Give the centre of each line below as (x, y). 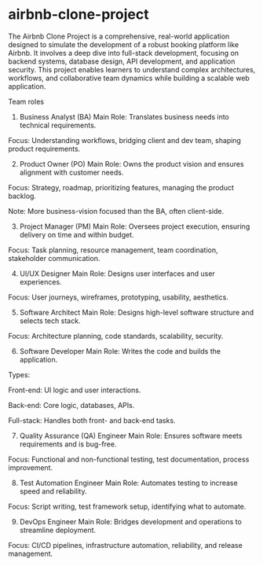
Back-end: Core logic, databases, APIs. (71, 405)
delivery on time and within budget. (77, 234)
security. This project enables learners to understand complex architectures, (132, 69)
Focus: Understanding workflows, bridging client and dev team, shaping (125, 140)
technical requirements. (58, 125)
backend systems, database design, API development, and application (122, 61)
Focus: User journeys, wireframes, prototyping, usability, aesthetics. (119, 297)
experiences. (40, 281)
